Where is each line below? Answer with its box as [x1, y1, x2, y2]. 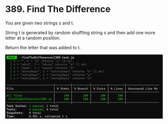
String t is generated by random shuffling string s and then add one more [5, 29, 156, 35]
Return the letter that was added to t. [5, 44, 81, 50]
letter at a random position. [5, 35, 61, 41]
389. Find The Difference [5, 3, 111, 15]
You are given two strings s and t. [5, 20, 74, 26]
